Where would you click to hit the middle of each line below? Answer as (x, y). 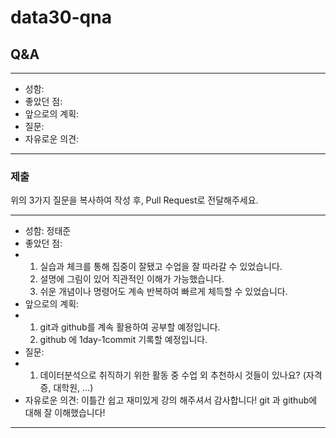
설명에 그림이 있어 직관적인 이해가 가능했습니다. (132, 279)
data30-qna (61, 17)
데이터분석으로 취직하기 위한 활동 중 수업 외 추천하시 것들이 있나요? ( (173, 375)
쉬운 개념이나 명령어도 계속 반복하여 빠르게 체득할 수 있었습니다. (163, 292)
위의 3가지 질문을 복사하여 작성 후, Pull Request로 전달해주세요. (134, 200)
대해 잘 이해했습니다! (65, 413)
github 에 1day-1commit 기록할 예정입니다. (123, 340)
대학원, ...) (73, 388)
